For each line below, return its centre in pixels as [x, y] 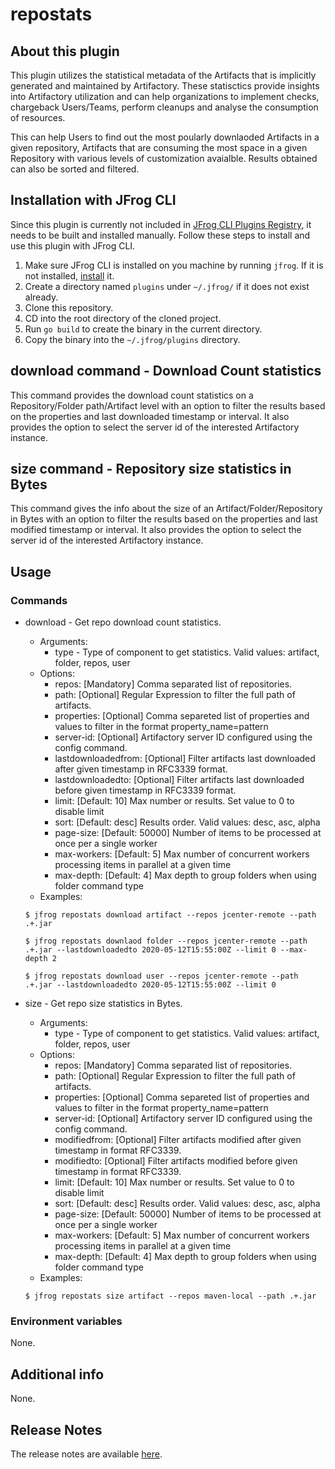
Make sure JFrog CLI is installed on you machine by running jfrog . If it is [174, 265]
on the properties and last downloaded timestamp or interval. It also [150, 416]
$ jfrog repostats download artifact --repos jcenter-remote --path [170, 915]
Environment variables [66, 1321]
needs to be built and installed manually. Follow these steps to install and [160, 235]
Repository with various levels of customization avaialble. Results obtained [164, 158]
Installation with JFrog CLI [93, 200]
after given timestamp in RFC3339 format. [141, 769]
